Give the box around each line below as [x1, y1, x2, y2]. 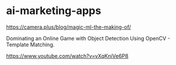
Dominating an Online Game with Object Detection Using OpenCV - [6, 35, 171, 42]
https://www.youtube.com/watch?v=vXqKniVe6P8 [6, 52, 129, 59]
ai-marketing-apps [6, 4, 102, 18]
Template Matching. [6, 41, 55, 48]
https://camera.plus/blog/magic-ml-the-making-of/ [6, 23, 132, 30]
